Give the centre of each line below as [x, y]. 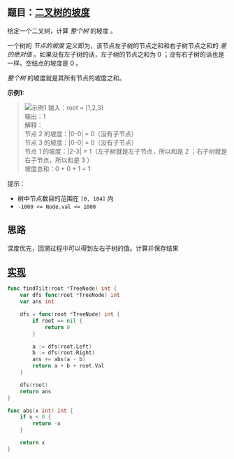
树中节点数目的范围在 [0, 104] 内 [65, 198]
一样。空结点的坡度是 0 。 [45, 63]
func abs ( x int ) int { [40, 411]
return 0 [57, 327]
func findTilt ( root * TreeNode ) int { [62, 289]
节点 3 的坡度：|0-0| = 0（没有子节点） [81, 143]
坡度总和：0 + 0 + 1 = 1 [57, 168]
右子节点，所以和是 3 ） [59, 160]
